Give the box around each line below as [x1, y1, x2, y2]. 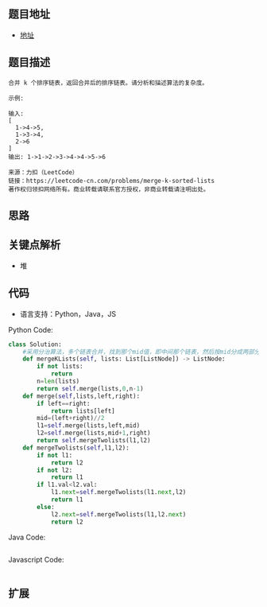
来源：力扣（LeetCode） [8, 168, 79, 177]
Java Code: [8, 532, 46, 542]
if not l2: [37, 466, 73, 474]
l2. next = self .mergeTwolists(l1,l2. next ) [50, 510, 187, 519]
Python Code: [8, 325, 53, 334]
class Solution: [8, 340, 62, 348]
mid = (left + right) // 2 [37, 414, 105, 422]
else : [37, 503, 56, 511]
